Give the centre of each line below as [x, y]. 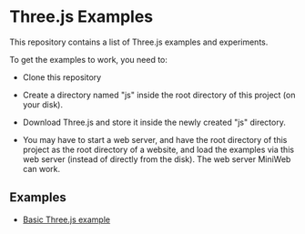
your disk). [43, 104]
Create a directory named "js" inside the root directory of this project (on [159, 95]
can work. [41, 168]
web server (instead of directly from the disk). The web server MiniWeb [157, 159]
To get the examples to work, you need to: [89, 59]
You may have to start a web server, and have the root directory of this [155, 139]
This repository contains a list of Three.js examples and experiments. [139, 42]
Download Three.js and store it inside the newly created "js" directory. [154, 122]
